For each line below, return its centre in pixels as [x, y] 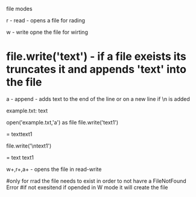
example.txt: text [27, 111]
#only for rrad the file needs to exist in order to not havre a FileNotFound [96, 181]
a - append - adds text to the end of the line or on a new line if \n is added [98, 98]
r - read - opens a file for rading [46, 20]
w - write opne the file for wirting [47, 32]
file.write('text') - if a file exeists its [96, 57]
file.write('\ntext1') [29, 146]
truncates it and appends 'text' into [96, 69]
